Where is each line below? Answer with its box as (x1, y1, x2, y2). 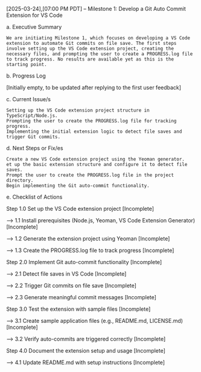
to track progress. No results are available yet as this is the (6, 56, 174, 62)
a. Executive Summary (6, 24, 62, 30)
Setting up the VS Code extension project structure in (6, 107, 150, 113)
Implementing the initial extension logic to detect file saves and (6, 128, 182, 135)
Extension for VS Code (6, 12, 63, 19)
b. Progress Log (6, 72, 46, 79)
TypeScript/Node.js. (6, 113, 59, 119)
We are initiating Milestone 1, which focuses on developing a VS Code (6, 35, 190, 41)
